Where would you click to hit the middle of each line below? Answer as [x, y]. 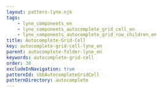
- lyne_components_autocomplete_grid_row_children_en [87, 35]
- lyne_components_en [45, 23]
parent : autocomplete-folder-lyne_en [54, 52]
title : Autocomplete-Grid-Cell [46, 40]
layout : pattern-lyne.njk [39, 12]
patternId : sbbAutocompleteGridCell [53, 75]
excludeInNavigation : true [41, 69]
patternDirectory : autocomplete [47, 80]
